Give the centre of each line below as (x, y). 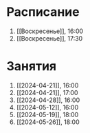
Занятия (31, 66)
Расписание (43, 12)
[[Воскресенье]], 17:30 (49, 38)
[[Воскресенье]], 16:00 (50, 31)
